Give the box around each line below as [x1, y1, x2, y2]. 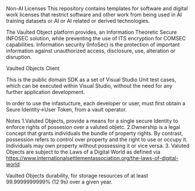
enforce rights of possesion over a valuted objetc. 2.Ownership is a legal [6, 124, 180, 130]
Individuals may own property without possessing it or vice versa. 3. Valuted [6, 143, 190, 149]
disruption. [6, 54, 32, 60]
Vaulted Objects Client [6, 65, 60, 72]
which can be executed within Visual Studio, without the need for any [6, 82, 173, 89]
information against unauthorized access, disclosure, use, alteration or [6, 47, 176, 54]
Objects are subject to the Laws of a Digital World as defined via [6, 148, 161, 155]
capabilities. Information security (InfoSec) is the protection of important [6, 41, 180, 48]
